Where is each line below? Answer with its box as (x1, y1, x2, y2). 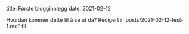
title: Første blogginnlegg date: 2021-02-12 (6, 5, 111, 12)
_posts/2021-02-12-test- (123, 16, 184, 23)
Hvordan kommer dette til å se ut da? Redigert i (6, 16, 122, 23)
